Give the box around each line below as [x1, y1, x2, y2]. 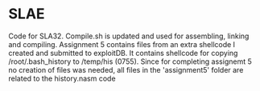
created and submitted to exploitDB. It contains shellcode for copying [8, 48, 238, 57]
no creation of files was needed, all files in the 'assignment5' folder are [8, 65, 244, 74]
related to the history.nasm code [8, 73, 116, 83]
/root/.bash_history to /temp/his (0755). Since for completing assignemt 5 [8, 57, 252, 66]
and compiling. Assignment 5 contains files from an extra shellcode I [8, 39, 236, 49]
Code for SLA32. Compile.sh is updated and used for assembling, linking [8, 31, 250, 41]
